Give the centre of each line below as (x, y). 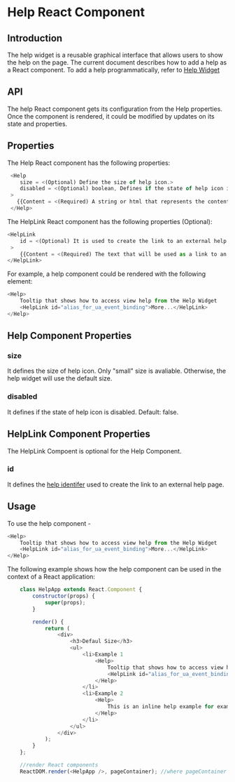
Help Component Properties (70, 336)
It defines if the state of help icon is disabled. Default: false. (93, 412)
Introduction (35, 38)
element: (20, 281)
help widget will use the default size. (60, 378)
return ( (57, 628)
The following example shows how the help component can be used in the (114, 569)
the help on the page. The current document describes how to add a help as (117, 62)
